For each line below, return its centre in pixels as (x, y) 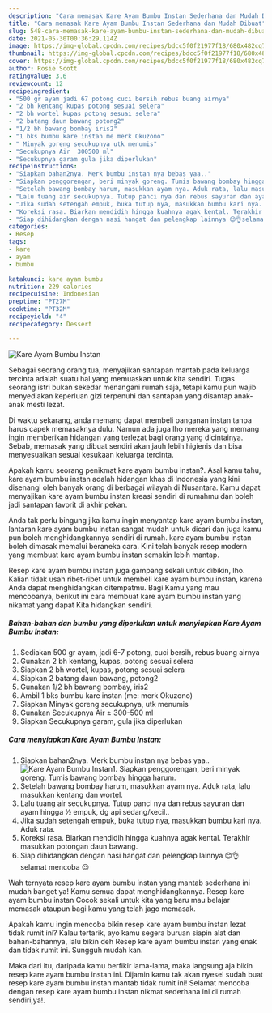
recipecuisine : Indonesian (54, 294)
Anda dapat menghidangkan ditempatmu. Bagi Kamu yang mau (114, 587)
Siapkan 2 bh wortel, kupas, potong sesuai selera (102, 670)
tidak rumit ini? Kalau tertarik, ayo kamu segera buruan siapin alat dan (125, 933)
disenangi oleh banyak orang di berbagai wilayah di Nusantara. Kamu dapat (134, 487)
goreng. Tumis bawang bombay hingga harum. (98, 777)
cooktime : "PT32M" (39, 309)
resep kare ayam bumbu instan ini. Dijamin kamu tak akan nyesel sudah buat (136, 974)
